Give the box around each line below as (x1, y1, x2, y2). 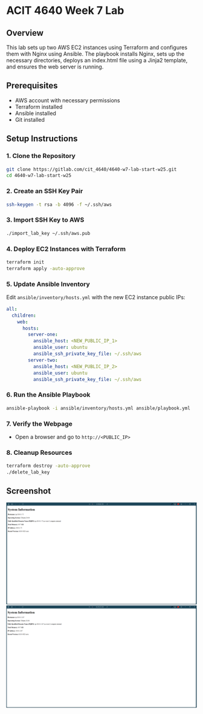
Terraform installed (14, 103, 63, 110)
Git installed (14, 116, 45, 123)
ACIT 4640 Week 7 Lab (6, 4, 124, 18)
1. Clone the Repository (6, 152, 76, 160)
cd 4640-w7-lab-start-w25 (6, 173, 71, 179)
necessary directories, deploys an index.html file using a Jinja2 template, (6, 57, 188, 64)
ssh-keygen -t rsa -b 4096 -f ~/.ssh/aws (6, 201, 112, 208)
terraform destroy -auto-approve (6, 463, 91, 469)
